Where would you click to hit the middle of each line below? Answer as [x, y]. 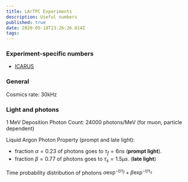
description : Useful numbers [42, 17]
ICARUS [24, 66]
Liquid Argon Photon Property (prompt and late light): [70, 140]
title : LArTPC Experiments [39, 11]
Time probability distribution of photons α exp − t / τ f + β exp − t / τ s [79, 172]
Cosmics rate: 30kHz [31, 94]
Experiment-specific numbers [50, 54]
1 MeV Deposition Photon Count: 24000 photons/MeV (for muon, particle [94, 122]
